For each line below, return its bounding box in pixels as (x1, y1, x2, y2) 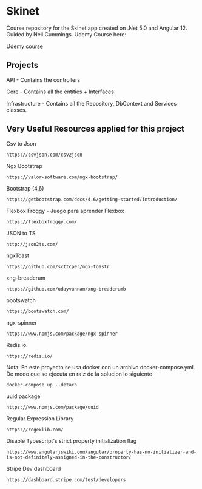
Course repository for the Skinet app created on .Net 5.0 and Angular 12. (6, 24, 187, 32)
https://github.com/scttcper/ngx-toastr (6, 263, 110, 269)
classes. (6, 106, 27, 113)
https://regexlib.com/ (6, 427, 64, 433)
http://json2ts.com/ (6, 241, 59, 247)
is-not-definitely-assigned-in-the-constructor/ (6, 454, 132, 460)
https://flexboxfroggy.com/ (6, 218, 78, 225)
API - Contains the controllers (6, 76, 81, 83)
